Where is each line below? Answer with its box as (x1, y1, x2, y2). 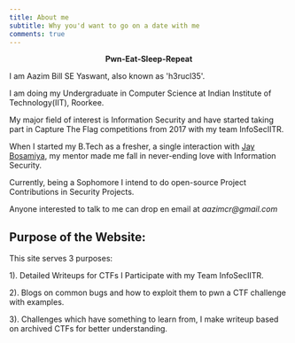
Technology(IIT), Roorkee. (9, 97, 105, 108)
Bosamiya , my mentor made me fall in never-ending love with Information (9, 151, 276, 161)
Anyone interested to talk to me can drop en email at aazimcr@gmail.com (9, 204, 278, 214)
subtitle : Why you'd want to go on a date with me (9, 21, 200, 30)
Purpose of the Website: (9, 230, 146, 245)
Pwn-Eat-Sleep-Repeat (105, 54, 193, 65)
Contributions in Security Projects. (9, 187, 135, 198)
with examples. (9, 297, 65, 308)
